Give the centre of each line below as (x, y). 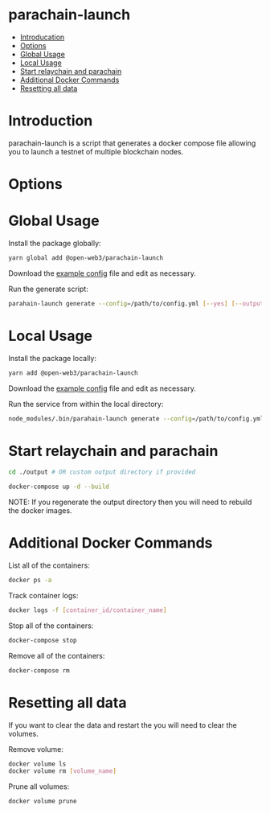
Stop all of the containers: (51, 626)
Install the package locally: (52, 358)
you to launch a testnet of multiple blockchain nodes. (96, 151)
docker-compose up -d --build (59, 487)
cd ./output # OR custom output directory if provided (102, 472)
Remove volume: (36, 749)
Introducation (42, 37)
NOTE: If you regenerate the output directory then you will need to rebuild (130, 502)
